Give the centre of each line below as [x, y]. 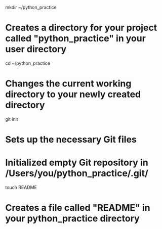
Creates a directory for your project [81, 28]
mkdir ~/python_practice [31, 7]
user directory [36, 49]
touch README [21, 187]
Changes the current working [68, 84]
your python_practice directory [73, 219]
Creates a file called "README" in [78, 208]
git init [12, 119]
